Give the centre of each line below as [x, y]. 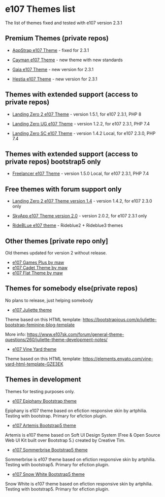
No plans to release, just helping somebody [49, 300]
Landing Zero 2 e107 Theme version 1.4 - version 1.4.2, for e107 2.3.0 [82, 201]
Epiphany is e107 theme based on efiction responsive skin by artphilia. [76, 411]
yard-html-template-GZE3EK [34, 364]
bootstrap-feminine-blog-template [40, 325]
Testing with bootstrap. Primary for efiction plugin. [56, 415]
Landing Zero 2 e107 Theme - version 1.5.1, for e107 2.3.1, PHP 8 [77, 114]
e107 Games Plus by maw [38, 262]
